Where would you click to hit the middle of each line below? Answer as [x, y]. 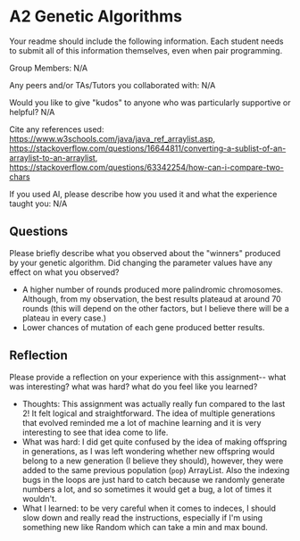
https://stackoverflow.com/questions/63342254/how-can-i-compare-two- [146, 167]
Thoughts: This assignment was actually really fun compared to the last [154, 404]
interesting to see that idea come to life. [95, 432]
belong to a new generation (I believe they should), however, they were [153, 461]
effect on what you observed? [64, 272]
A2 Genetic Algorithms [96, 17]
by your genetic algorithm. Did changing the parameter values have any [141, 262]
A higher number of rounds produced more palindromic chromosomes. [152, 289]
